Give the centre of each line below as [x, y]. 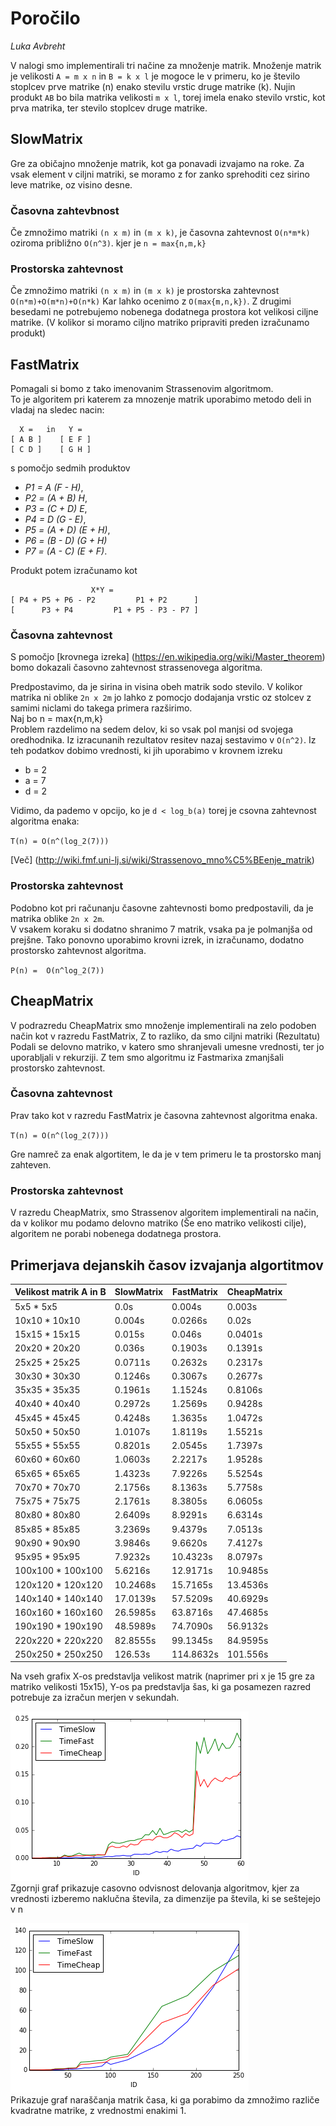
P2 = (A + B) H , [56, 498]
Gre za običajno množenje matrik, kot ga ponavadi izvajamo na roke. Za [157, 163]
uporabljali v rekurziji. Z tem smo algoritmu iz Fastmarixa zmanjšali [147, 1057]
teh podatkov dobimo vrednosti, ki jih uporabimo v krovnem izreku [146, 751]
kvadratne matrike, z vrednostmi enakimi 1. [98, 2111]
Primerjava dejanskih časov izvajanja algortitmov [167, 1265]
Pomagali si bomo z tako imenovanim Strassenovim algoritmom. [142, 389]
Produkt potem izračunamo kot [74, 571]
